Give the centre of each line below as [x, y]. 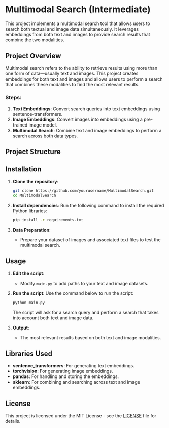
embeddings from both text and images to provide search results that [78, 34]
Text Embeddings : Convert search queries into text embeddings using [86, 109]
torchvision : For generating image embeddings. [63, 371]
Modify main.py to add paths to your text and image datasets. [84, 283]
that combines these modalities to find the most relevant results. [72, 84]
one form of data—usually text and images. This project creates [72, 73]
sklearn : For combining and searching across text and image [76, 382]
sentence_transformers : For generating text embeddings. [73, 366]
